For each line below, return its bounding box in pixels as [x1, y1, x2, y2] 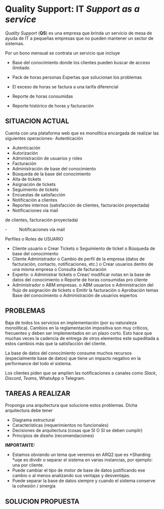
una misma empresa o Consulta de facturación [12, 266, 107, 272]
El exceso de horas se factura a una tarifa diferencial [12, 83, 118, 89]
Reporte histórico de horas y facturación [12, 103, 94, 108]
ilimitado [12, 65, 30, 71]
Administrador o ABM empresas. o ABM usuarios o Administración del [12, 282, 154, 288]
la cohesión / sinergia [12, 483, 56, 489]
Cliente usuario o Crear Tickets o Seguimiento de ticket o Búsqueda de [12, 245, 155, 251]
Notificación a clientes [12, 197, 58, 203]
